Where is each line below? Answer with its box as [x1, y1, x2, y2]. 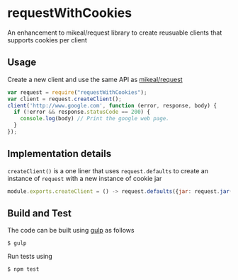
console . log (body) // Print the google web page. [20, 115, 170, 122]
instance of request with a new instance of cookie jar [7, 174, 162, 182]
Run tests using [7, 252, 53, 261]
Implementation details [7, 148, 112, 160]
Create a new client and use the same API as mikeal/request [7, 75, 183, 83]
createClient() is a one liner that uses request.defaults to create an [7, 166, 209, 175]
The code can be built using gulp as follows [7, 226, 135, 235]
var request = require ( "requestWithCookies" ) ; [7, 88, 147, 96]
